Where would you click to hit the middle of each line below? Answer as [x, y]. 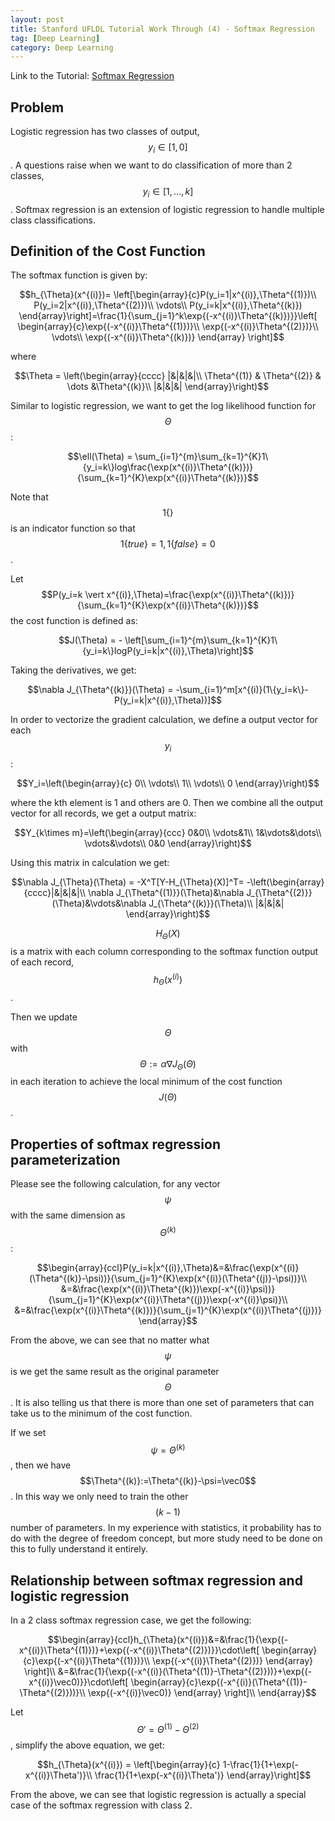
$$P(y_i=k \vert [73, 595]
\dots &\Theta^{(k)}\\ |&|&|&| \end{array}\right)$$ [168, 387]
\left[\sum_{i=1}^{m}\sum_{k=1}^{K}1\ [201, 640]
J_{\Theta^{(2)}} [279, 893]
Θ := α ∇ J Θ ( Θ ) [168, 1064]
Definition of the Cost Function [108, 251]
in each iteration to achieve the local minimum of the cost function [146, 1082]
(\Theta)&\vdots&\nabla [99, 903]
